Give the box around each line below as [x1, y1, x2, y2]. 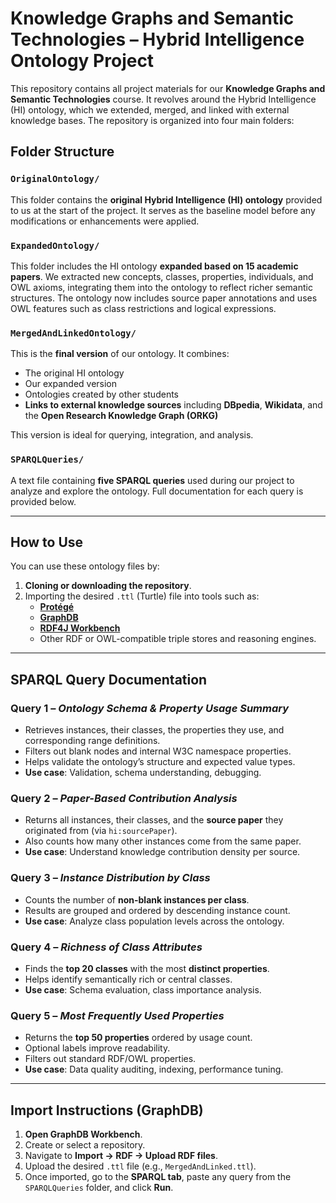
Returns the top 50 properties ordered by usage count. [24, 1032, 253, 1044]
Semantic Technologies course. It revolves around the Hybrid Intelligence [10, 93, 317, 105]
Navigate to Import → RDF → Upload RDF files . [24, 1150, 218, 1162]
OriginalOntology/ [10, 173, 100, 185]
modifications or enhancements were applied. [10, 215, 200, 227]
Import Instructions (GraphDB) [10, 1102, 204, 1119]
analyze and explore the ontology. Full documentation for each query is [10, 485, 304, 497]
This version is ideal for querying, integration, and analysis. [10, 429, 254, 441]
